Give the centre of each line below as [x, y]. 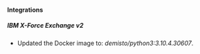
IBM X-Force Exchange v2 [46, 26]
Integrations [25, 10]
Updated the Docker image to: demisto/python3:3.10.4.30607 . [105, 43]
